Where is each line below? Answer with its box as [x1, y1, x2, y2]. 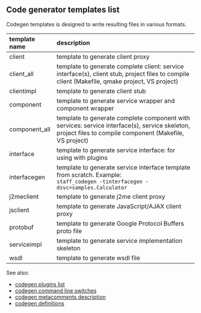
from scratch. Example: [56, 171, 121, 179]
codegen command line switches [14, 287, 97, 294]
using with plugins [56, 153, 108, 162]
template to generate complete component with [56, 114, 190, 122]
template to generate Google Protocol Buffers [56, 219, 184, 227]
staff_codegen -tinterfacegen [56, 178, 143, 185]
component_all [9, 125, 51, 133]
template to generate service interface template [56, 163, 190, 171]
